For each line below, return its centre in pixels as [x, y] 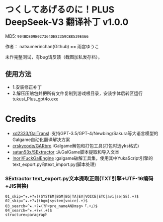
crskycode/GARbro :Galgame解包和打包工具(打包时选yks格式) [76, 146]
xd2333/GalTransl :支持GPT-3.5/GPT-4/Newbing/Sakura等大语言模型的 [85, 133]
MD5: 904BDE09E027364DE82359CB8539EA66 [47, 36]
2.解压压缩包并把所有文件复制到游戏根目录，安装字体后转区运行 [78, 93]
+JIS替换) [17, 186]
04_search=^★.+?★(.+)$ [29, 210]
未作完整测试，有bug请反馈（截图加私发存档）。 [54, 57]
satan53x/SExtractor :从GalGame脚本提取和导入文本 [66, 152]
